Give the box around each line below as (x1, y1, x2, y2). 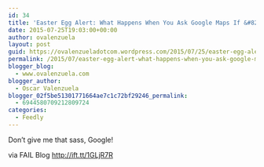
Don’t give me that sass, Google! (8, 135, 114, 144)
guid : (8, 48, 26, 56)
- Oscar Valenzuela (15, 84, 79, 93)
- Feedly (15, 114, 44, 122)
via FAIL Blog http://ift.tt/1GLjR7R (8, 150, 114, 159)
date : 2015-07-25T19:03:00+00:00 (8, 26, 118, 34)
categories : (8, 107, 47, 114)
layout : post (8, 41, 51, 49)
